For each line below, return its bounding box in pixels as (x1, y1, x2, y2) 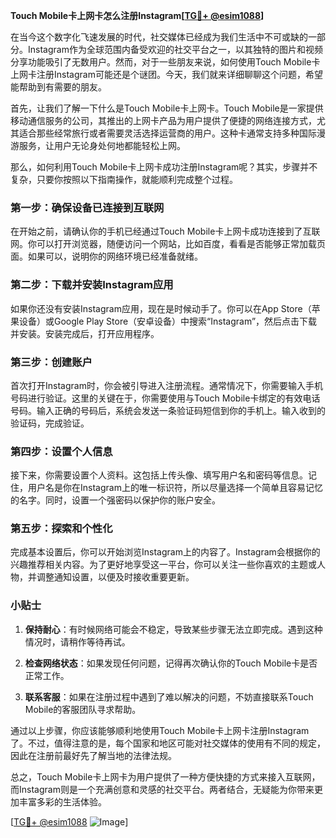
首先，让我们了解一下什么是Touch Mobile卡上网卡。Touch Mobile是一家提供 (10, 102, 324, 114)
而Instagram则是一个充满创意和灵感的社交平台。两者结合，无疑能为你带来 (10, 783, 315, 795)
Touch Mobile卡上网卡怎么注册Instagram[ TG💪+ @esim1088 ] (10, 10, 265, 21)
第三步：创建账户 (10, 355, 93, 369)
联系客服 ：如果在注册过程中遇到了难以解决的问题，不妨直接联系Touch (24, 690, 314, 703)
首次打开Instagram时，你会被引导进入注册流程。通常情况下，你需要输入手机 (10, 379, 323, 391)
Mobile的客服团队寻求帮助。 (24, 703, 142, 715)
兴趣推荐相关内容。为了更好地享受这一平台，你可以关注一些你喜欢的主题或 (10, 559, 317, 571)
